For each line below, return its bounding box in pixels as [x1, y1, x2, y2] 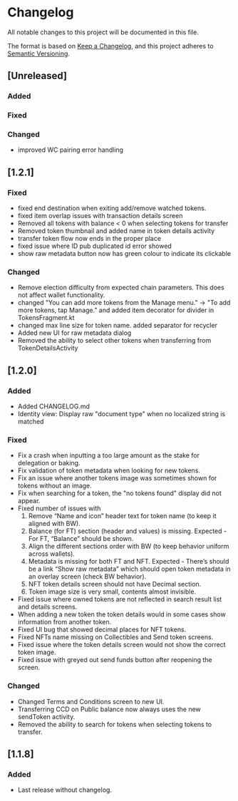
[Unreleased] [7, 70, 68, 82]
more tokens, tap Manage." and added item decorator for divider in [17, 306, 214, 314]
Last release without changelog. [17, 785, 113, 795]
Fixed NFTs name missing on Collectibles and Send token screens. [17, 633, 214, 641]
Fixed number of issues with [17, 504, 101, 513]
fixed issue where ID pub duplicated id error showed [17, 242, 172, 250]
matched [17, 418, 44, 426]
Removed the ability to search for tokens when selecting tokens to [17, 720, 212, 728]
